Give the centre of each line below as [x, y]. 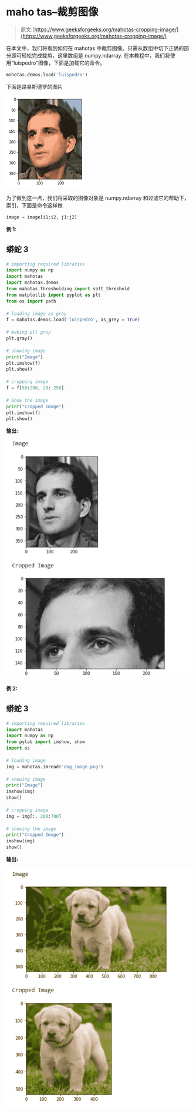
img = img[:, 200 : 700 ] [34, 816]
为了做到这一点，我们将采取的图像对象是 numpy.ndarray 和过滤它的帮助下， [98, 198]
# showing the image [31, 829]
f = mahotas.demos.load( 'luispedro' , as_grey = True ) [73, 320]
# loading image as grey [36, 314]
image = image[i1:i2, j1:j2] [42, 217]
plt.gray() [19, 338]
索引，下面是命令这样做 [34, 205]
